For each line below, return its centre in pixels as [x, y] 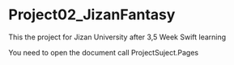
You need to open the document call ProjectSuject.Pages [104, 52]
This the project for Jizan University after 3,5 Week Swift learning [117, 37]
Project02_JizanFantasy [92, 15]
